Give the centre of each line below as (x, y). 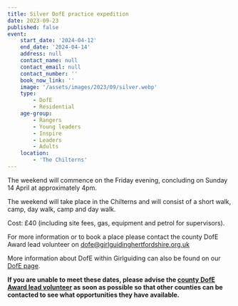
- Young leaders (57, 127)
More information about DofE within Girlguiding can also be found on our (114, 258)
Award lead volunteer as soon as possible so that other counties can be (115, 287)
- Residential (54, 107)
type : (29, 93)
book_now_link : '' (47, 80)
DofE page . (24, 265)
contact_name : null (49, 61)
